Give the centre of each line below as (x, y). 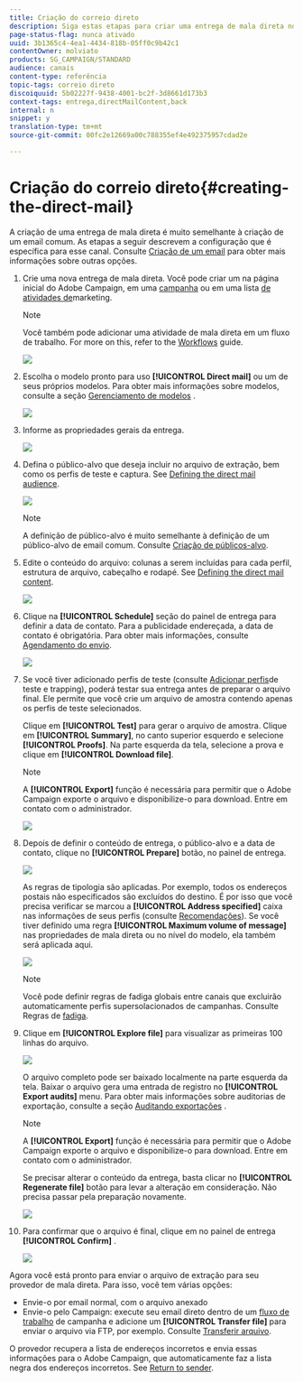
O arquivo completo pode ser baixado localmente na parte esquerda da (155, 1077)
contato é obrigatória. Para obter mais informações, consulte (135, 635)
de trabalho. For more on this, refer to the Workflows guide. (133, 342)
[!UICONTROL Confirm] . (69, 1240)
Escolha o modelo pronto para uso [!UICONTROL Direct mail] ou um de (155, 376)
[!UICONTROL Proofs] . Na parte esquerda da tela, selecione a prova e (153, 745)
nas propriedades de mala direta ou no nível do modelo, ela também (149, 934)
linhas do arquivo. (55, 1043)
